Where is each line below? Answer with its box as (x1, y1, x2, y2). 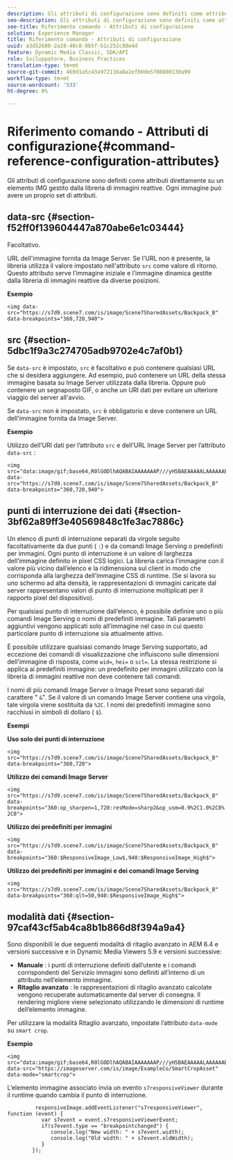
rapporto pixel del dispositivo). (7, 593, 94, 602)
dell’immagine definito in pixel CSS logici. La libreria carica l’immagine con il (7, 556, 224, 565)
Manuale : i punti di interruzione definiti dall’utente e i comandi (17, 961, 196, 969)
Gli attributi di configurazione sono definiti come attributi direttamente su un (7, 177, 224, 185)
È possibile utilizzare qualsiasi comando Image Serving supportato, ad (7, 643, 208, 651)
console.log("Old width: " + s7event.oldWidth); (51, 1135, 194, 1142)
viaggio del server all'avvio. (7, 393, 86, 401)
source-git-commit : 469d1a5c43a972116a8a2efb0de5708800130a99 (7, 68, 191, 75)
